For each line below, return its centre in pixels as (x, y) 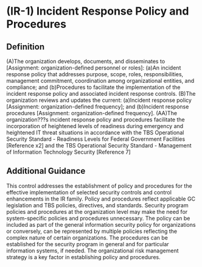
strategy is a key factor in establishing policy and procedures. (83, 257)
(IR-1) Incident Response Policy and (98, 11)
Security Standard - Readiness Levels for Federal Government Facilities (96, 139)
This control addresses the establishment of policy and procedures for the (99, 186)
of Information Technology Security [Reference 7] (68, 152)
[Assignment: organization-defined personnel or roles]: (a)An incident (94, 68)
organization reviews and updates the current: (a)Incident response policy (99, 100)
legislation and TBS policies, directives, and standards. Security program (97, 205)
